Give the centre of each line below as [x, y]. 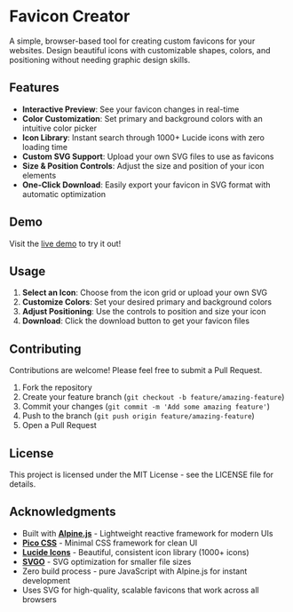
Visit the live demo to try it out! [65, 243]
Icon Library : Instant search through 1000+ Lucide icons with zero [143, 137]
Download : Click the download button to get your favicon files [136, 321]
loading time [45, 147]
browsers [40, 599]
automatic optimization [64, 194]
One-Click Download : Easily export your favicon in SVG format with [146, 185]
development [46, 580]
